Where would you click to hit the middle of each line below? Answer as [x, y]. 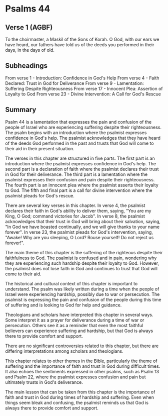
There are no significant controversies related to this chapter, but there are [82, 346]
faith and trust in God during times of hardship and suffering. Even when [79, 397]
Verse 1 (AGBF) [29, 27]
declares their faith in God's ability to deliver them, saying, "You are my [78, 211]
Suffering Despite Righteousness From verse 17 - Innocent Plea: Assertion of [84, 88]
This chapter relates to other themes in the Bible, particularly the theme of [81, 361]
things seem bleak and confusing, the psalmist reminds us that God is [77, 402]
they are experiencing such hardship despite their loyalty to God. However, [82, 263]
